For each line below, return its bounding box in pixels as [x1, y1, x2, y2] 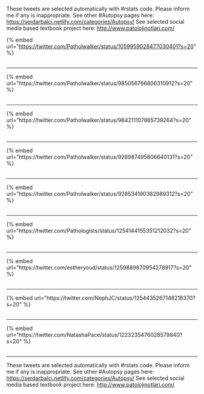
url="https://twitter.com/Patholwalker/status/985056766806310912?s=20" [6, 80, 193, 87]
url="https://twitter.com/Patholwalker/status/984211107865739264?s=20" [6, 117, 192, 123]
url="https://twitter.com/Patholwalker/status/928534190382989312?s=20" [6, 190, 193, 197]
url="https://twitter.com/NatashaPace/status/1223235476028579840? [6, 331, 183, 338]
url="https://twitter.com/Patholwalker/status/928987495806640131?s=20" [6, 153, 193, 161]
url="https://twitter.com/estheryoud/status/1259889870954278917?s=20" [6, 264, 192, 271]
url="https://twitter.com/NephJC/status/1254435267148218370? [34, 294, 196, 302]
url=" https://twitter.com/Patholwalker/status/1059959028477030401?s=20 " [6, 43, 196, 50]
